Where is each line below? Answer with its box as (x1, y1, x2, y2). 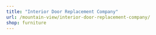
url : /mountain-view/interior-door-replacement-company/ (6, 14, 151, 20)
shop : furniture (6, 20, 46, 26)
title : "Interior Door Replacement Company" (6, 8, 118, 15)
